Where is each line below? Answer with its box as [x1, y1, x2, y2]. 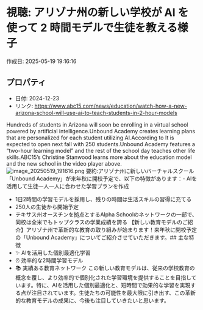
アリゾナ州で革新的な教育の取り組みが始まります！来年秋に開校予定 [26, 226, 197, 233]
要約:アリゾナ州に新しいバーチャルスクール [85, 167, 194, 174]
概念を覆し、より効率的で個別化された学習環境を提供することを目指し [15, 273, 192, 281]
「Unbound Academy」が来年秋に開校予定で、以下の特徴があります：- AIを [6, 175, 198, 182]
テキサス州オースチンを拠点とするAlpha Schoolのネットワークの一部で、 [15, 210, 198, 218]
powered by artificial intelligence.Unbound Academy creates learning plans [6, 127, 196, 135]
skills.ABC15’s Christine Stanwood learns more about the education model [6, 153, 192, 161]
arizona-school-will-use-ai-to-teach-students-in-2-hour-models [15, 109, 178, 116]
